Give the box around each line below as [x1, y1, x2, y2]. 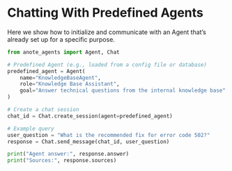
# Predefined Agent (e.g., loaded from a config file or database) [7, 61, 208, 68]
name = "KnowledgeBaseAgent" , [20, 74, 101, 81]
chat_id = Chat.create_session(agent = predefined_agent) [7, 113, 173, 120]
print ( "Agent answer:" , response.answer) [7, 151, 130, 158]
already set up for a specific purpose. [7, 35, 115, 43]
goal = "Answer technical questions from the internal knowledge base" [20, 87, 226, 95]
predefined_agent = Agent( [7, 67, 86, 74]
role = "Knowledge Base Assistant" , [20, 81, 120, 88]
